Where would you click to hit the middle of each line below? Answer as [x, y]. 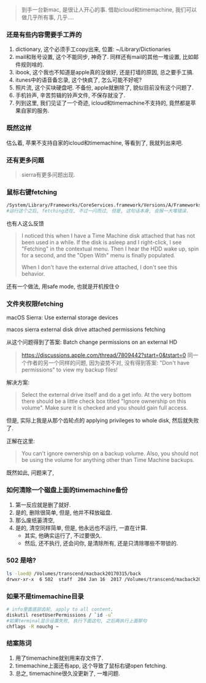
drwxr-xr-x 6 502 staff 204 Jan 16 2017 [64, 579]
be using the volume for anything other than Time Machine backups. [108, 460]
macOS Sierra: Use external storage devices [62, 318]
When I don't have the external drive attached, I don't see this [99, 267]
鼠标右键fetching [32, 192]
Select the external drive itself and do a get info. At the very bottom [106, 395]
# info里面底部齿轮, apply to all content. [60, 609]
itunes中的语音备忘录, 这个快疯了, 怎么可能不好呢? [78, 80]
